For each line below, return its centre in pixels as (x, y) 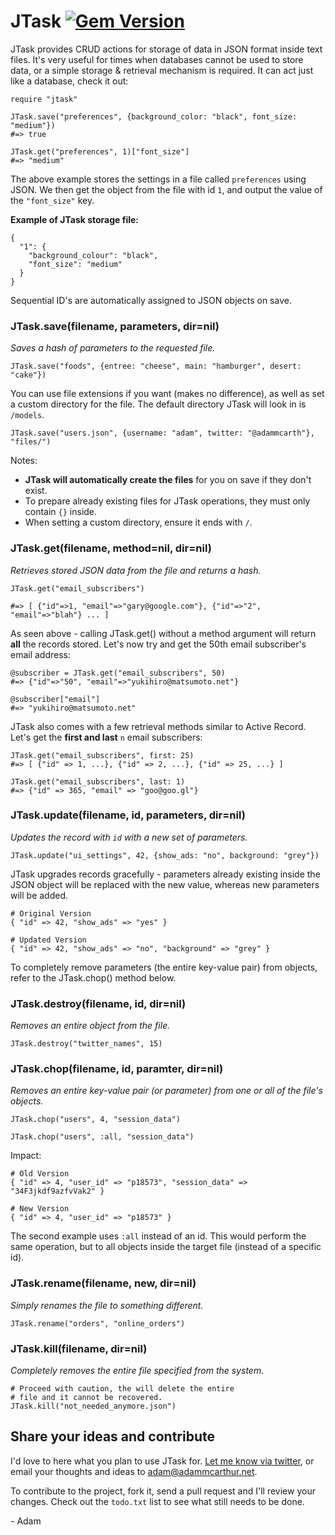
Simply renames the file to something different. (107, 1305)
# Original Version (51, 913)
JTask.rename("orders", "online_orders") (98, 1323)
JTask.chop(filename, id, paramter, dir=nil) (117, 1069)
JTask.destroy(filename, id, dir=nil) (98, 1003)
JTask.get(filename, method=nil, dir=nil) (111, 548)
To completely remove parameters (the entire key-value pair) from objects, (164, 967)
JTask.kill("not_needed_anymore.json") (93, 1406)
